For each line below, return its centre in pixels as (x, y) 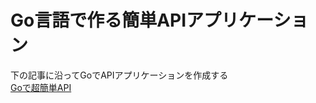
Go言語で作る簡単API (98, 20)
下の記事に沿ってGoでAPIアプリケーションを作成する (119, 75)
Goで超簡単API (41, 87)
